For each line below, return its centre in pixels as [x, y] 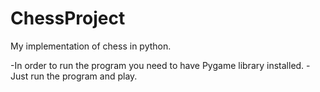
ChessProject [68, 18]
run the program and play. [84, 76]
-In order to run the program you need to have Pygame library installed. [157, 65]
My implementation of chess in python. [91, 46]
